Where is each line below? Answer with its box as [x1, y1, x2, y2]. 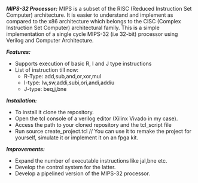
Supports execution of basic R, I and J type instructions [14, 60, 152, 67]
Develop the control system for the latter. [14, 164, 116, 170]
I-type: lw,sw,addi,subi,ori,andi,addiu [23, 79, 115, 86]
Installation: [6, 97, 37, 104]
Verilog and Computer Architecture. [6, 37, 94, 44]
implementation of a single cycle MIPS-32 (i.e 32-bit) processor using [6, 30, 178, 38]
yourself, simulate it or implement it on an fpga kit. [14, 134, 139, 141]
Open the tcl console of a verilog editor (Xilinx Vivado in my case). [14, 115, 178, 122]
